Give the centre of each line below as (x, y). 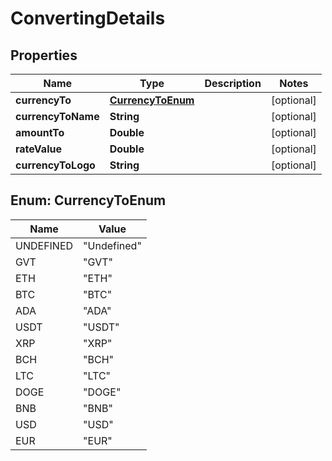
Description (233, 83)
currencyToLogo (55, 165)
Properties (44, 55)
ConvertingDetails (88, 18)
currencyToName (57, 116)
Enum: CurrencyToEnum (88, 200)
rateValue (38, 149)
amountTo (40, 132)
